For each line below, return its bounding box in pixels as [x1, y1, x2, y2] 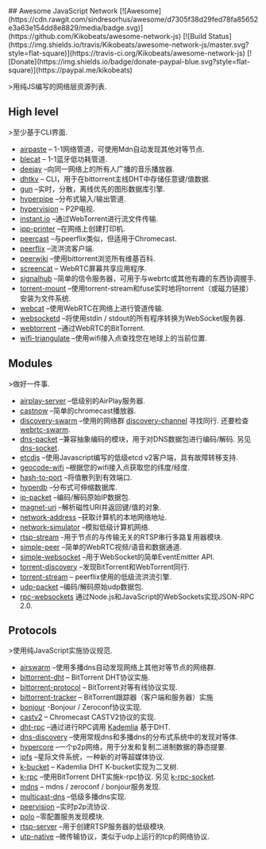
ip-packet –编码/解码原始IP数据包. [19, 492, 131, 502]
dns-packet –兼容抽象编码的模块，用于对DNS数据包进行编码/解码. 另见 [19, 434, 252, 443]
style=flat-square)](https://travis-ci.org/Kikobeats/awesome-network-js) [8, 49, 246, 57]
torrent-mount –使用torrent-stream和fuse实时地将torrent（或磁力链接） [19, 283, 253, 293]
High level [8, 105, 59, 119]
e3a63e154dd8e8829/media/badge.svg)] [8, 23, 144, 33]
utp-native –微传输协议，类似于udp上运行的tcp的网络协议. [19, 831, 210, 841]
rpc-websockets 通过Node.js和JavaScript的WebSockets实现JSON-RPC [19, 591, 255, 602]
